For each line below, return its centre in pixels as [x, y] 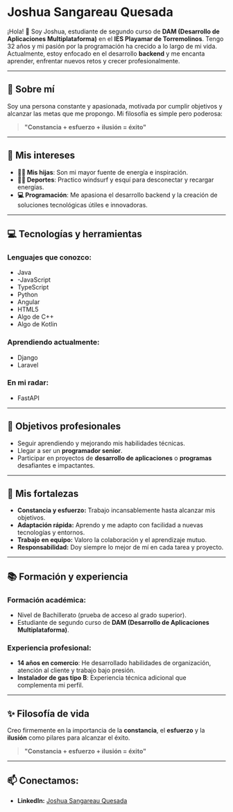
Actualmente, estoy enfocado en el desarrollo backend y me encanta [106, 54]
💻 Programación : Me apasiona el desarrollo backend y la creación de [117, 195]
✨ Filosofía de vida [49, 714]
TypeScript [33, 287]
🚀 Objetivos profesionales [64, 426]
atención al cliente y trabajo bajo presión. [76, 670]
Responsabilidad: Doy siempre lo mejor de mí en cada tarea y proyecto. [120, 548]
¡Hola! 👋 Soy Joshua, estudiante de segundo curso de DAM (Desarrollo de [113, 31]
